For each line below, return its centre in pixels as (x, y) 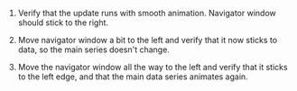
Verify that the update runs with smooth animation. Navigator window (147, 13)
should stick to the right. (63, 23)
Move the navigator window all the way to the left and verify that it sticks (153, 67)
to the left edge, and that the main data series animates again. (133, 77)
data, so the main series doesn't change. (93, 50)
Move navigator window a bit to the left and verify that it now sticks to (148, 40)
